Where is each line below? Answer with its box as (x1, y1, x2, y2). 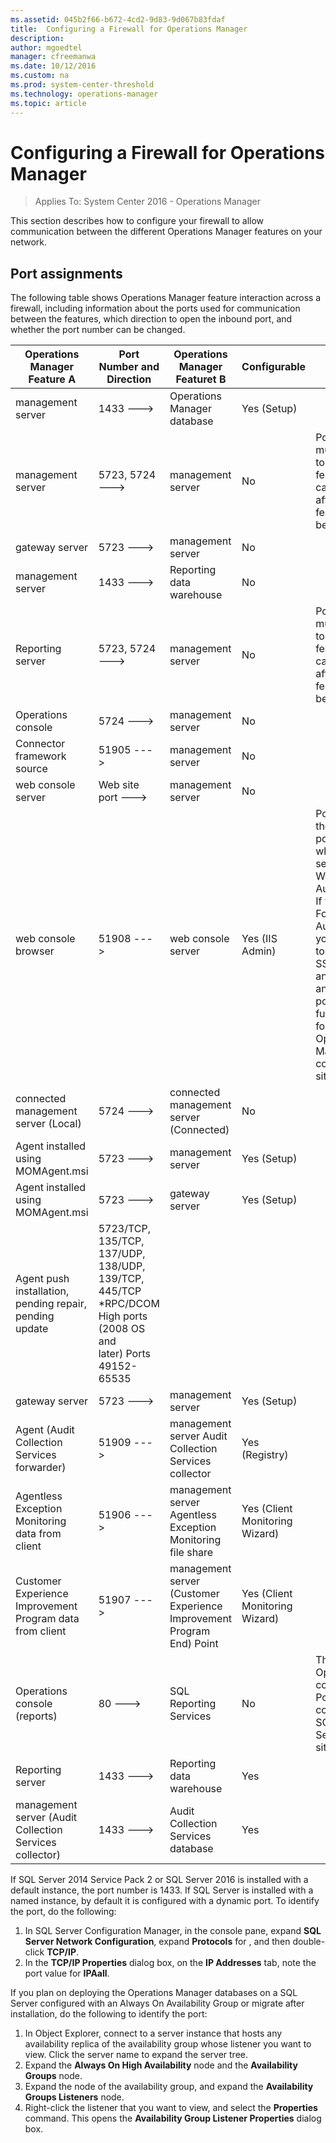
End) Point (169, 1637, 219, 1651)
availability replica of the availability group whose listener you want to (24, 2038, 312, 2050)
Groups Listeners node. (24, 2091, 125, 2103)
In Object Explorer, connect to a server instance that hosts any (24, 2027, 283, 2040)
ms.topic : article (10, 98, 87, 108)
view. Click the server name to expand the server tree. (24, 2049, 249, 2061)
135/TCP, (98, 1234, 145, 1248)
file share (169, 1546, 214, 1560)
